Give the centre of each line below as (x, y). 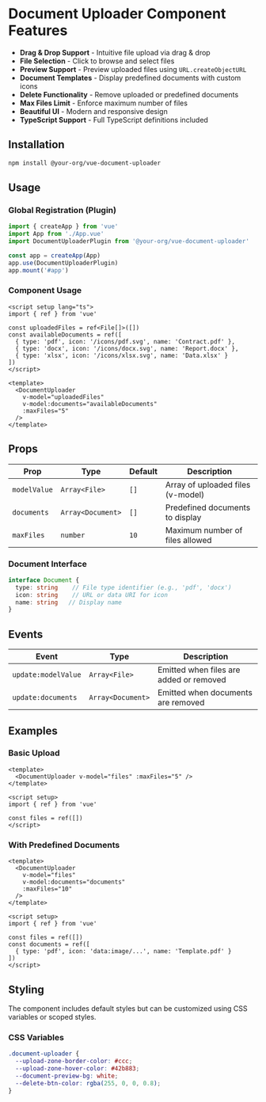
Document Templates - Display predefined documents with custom (130, 78)
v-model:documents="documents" (74, 882)
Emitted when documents (205, 693)
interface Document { (44, 580)
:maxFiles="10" (47, 889)
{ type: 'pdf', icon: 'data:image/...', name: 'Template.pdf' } (123, 952)
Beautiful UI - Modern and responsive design (93, 111)
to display (183, 517)
